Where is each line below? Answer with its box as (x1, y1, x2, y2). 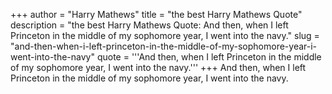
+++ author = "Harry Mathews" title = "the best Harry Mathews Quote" (10, 9, 303, 20)
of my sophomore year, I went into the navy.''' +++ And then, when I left (10, 62, 307, 73)
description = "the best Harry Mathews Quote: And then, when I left (10, 19, 289, 31)
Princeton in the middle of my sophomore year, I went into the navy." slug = (10, 30, 320, 41)
